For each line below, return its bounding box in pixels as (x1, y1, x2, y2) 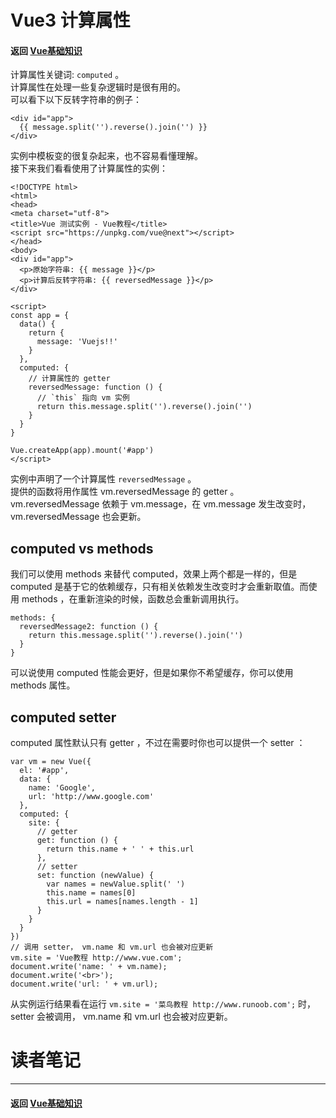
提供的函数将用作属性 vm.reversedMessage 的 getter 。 (10, 486, 240, 498)
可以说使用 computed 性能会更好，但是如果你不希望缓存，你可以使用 (10, 667, 294, 679)
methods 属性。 (10, 679, 76, 691)
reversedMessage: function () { (28, 382, 163, 393)
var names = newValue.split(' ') (46, 879, 186, 890)
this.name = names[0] (46, 888, 137, 898)
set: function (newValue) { (36, 871, 155, 881)
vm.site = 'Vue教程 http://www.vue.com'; (10, 953, 183, 963)
